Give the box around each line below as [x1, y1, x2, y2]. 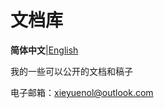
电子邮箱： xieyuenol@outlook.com [10, 86, 154, 98]
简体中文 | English [10, 44, 79, 56]
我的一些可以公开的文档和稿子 [10, 65, 133, 77]
